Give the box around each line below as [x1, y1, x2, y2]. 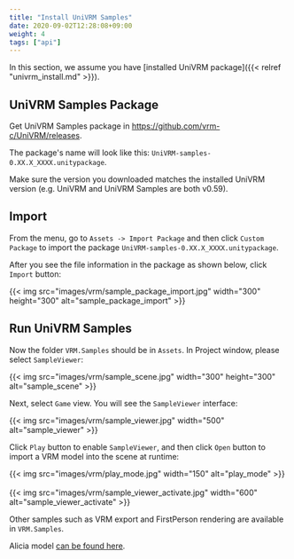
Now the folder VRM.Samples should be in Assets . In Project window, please [9, 344, 280, 355]
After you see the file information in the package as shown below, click [9, 259, 267, 270]
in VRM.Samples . [9, 523, 65, 533]
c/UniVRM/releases [9, 130, 81, 141]
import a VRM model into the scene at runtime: [9, 451, 180, 461]
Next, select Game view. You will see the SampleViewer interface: [9, 398, 238, 408]
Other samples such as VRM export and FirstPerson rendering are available [9, 514, 284, 524]
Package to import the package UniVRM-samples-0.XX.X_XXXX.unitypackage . [9, 241, 279, 253]
